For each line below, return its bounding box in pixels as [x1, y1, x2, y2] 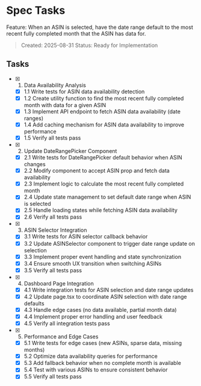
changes [23, 161, 46, 168]
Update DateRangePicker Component [23, 148, 117, 155]
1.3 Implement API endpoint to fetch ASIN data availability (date [23, 108, 181, 115]
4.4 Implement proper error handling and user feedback [23, 313, 162, 320]
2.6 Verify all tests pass [23, 213, 82, 220]
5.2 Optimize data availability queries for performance [23, 353, 158, 360]
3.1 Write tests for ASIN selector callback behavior [23, 233, 148, 240]
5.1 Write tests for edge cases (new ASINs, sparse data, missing [23, 340, 182, 347]
